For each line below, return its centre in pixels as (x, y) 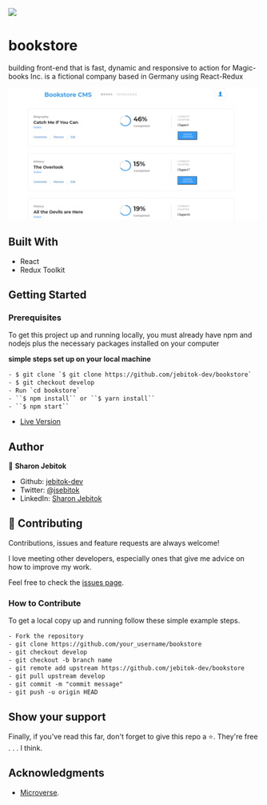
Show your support (57, 717)
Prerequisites (35, 318)
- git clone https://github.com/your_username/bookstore (105, 644)
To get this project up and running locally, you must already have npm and (130, 335)
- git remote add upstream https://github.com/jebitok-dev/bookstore (127, 668)
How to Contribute (45, 603)
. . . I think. (25, 747)
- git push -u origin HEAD (53, 692)
